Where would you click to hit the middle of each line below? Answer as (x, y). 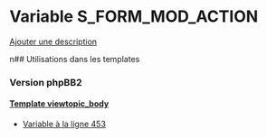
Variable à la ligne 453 (64, 124)
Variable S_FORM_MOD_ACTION (134, 17)
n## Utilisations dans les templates (75, 59)
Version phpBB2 (46, 82)
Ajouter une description (53, 41)
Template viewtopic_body (59, 104)
